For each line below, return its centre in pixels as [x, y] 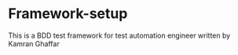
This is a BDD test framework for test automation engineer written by [119, 35]
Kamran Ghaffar [34, 43]
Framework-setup [68, 14]
